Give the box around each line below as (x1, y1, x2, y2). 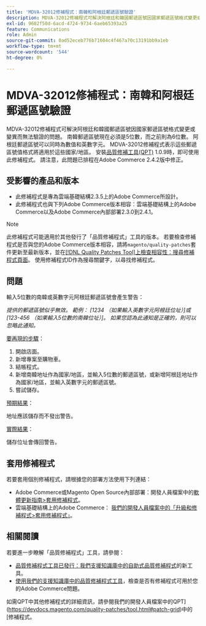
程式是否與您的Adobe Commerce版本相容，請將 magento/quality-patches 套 (6, 241, 196, 249)
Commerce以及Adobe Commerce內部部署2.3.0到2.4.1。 (15, 208, 156, 215)
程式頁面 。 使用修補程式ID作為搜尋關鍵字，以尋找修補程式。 (6, 256, 158, 264)
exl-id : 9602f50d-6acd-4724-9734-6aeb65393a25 (6, 20, 128, 26)
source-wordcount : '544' (6, 49, 70, 55)
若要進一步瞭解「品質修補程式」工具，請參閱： (6, 549, 124, 556)
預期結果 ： (6, 400, 34, 407)
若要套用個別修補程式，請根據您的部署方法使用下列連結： (6, 476, 151, 482)
